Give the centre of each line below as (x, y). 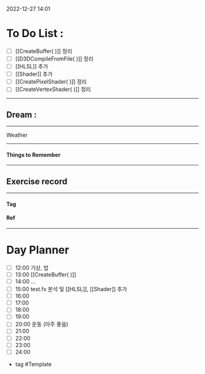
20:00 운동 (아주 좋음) (42, 324)
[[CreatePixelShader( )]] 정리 (51, 82)
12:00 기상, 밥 (32, 267)
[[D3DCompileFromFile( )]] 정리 (54, 59)
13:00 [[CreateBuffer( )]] (45, 275)
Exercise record (37, 182)
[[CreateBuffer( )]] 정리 (44, 51)
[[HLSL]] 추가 (32, 67)
